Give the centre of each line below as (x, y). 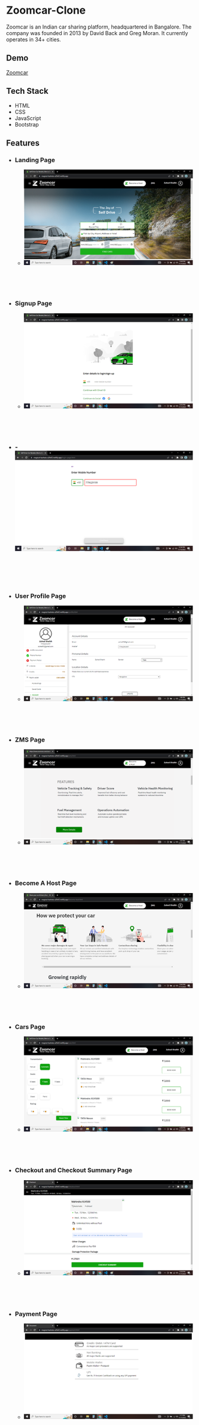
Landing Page (35, 160)
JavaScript (28, 118)
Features (23, 143)
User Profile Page (40, 596)
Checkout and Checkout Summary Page (73, 1170)
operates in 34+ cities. (33, 39)
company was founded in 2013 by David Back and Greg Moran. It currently (97, 33)
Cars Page (30, 1027)
